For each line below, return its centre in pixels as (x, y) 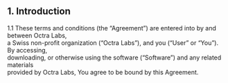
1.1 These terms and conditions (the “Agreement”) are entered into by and (112, 28)
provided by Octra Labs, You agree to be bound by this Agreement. (103, 72)
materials (20, 64)
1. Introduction (39, 11)
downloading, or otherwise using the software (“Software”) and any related (114, 57)
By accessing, (27, 50)
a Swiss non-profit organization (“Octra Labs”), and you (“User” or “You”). (113, 43)
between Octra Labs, (37, 35)
